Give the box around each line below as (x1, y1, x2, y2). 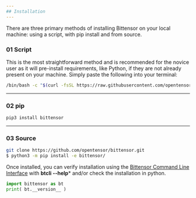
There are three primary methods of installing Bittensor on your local (6, 25, 171, 32)
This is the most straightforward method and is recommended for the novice (6, 58, 190, 65)
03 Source (6, 134, 37, 142)
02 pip (6, 102, 25, 110)
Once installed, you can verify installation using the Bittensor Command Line (6, 164, 190, 171)
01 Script (6, 45, 32, 53)
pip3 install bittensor (6, 115, 64, 121)
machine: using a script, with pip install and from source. (6, 30, 142, 38)
